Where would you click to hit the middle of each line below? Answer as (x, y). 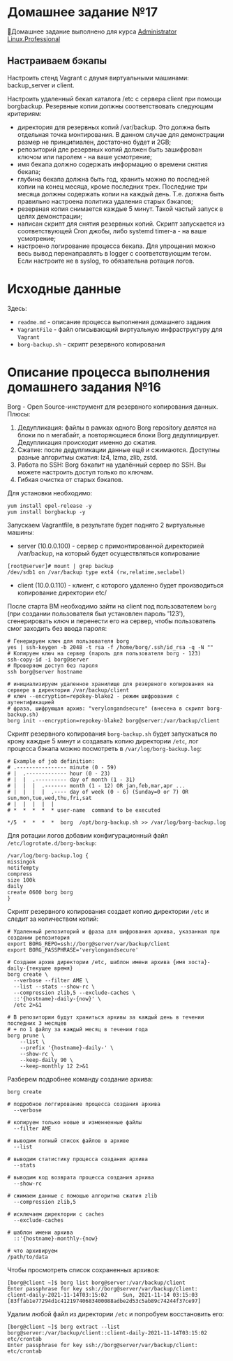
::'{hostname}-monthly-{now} (56, 1238)
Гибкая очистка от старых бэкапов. (70, 479)
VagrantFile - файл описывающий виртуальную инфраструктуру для (120, 329)
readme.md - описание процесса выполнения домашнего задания (114, 321)
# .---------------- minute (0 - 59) (62, 767)
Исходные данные (64, 289)
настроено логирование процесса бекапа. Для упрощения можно (116, 246)
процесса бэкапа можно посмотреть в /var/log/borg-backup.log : (105, 748)
